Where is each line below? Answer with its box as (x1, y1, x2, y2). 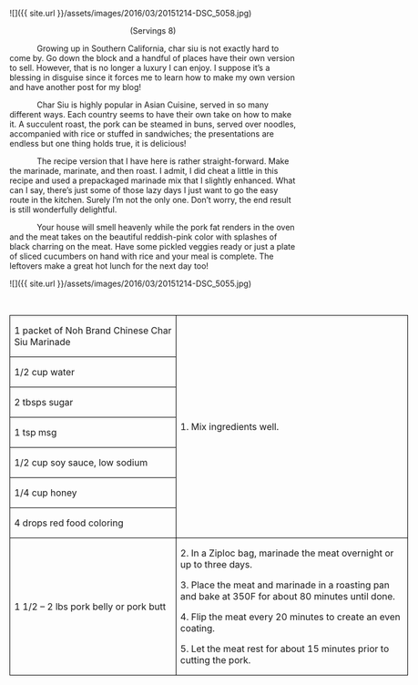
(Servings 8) (129, 26, 177, 36)
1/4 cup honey (14, 486, 77, 499)
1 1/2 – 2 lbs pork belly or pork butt (14, 600, 167, 613)
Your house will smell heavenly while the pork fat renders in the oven (36, 222, 295, 232)
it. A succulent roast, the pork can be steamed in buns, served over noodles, (9, 118, 297, 129)
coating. (180, 622, 216, 634)
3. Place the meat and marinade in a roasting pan (180, 578, 390, 591)
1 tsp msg (14, 426, 57, 438)
